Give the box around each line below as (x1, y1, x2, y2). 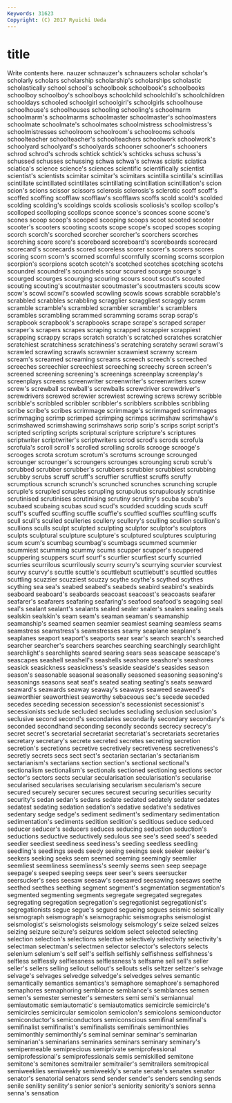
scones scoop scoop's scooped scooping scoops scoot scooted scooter (7, 215, 214, 224)
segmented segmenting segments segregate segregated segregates (7, 891, 202, 899)
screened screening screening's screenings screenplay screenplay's (7, 370, 203, 378)
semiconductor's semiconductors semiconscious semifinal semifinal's (7, 1016, 207, 1024)
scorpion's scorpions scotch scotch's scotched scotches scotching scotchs (7, 260, 224, 268)
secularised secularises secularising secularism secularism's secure (7, 781, 202, 789)
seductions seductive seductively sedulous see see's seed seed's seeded (7, 832, 218, 841)
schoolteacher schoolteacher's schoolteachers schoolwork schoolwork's (7, 135, 216, 144)
